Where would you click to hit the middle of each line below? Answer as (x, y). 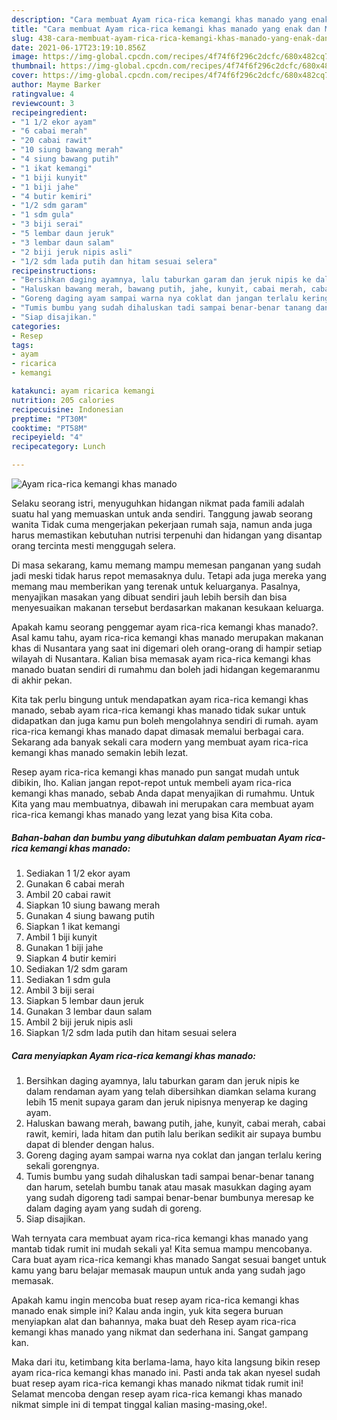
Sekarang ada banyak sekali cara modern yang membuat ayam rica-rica (160, 742)
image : (25, 57)
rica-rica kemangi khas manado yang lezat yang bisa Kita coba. (142, 814)
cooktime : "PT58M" (49, 428)
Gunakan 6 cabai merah (75, 883)
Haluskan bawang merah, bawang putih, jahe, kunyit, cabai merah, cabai (175, 1123)
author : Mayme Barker (56, 85)
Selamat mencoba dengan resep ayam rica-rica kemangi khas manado (157, 1393)
